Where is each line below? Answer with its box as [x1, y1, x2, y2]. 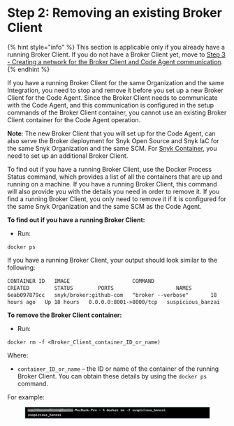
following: [7, 263, 36, 272]
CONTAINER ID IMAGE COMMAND [7, 277, 155, 284]
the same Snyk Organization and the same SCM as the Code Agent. [7, 202, 202, 210]
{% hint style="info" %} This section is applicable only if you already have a [7, 43, 226, 51]
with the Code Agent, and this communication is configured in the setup [7, 101, 214, 109]
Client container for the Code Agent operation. [7, 115, 141, 124]
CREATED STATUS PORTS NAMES [7, 284, 192, 291]
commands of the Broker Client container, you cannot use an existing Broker [7, 108, 227, 117]
